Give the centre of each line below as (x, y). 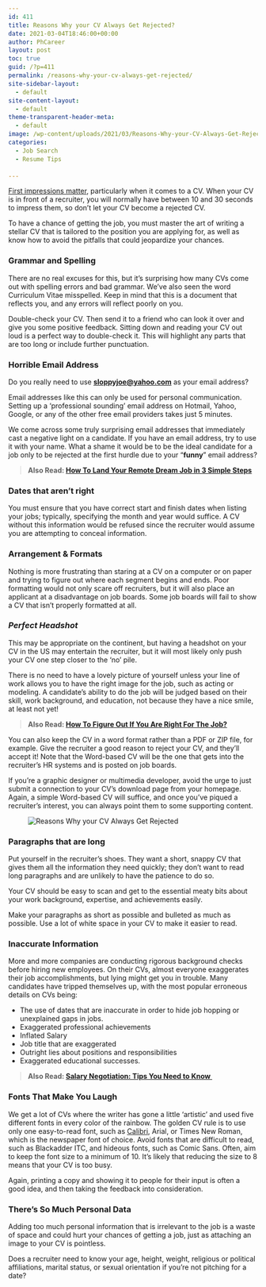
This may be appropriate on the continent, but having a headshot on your (127, 642)
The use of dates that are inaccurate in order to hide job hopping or (129, 1010)
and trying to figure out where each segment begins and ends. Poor (119, 580)
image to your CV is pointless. (57, 1243)
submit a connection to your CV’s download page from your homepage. (125, 788)
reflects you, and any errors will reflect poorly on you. (96, 303)
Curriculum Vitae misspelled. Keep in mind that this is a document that (123, 295)
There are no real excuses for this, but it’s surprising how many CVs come (129, 278)
